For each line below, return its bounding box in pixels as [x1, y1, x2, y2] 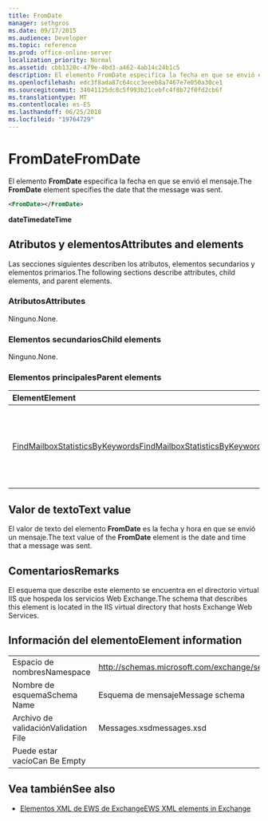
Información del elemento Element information [8, 634, 242, 647]
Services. [8, 611, 40, 621]
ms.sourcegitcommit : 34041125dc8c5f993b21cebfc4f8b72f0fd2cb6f [8, 85, 223, 94]
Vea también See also [8, 783, 116, 796]
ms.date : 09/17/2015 [8, 26, 77, 34]
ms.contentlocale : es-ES [8, 101, 91, 109]
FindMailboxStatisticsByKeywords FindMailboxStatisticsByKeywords [12, 440, 266, 452]
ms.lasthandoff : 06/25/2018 [8, 109, 102, 116]
